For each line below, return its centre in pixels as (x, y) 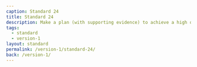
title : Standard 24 (30, 17)
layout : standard (27, 44)
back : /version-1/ (28, 55)
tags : (13, 28)
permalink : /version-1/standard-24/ (51, 50)
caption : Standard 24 (33, 11)
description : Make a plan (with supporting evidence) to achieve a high (97, 22)
